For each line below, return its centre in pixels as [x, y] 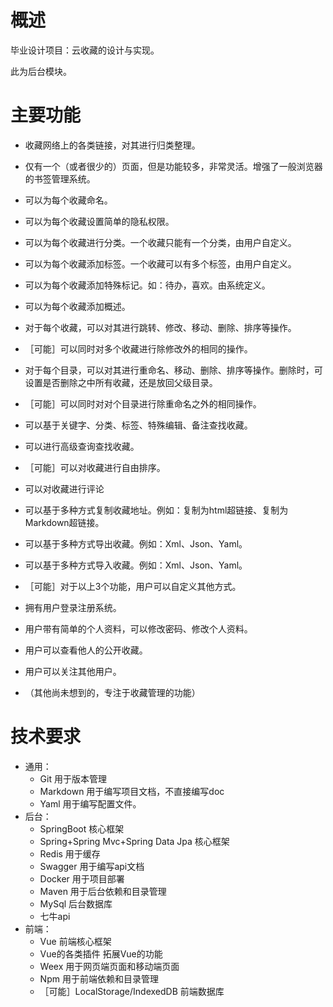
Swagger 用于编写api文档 [92, 866]
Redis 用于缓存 [70, 853]
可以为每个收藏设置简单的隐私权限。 [99, 221]
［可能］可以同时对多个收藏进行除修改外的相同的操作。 [138, 348]
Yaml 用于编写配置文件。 [90, 803]
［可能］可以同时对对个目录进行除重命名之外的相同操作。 [143, 403]
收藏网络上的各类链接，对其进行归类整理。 [112, 145]
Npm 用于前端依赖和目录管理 [99, 978]
